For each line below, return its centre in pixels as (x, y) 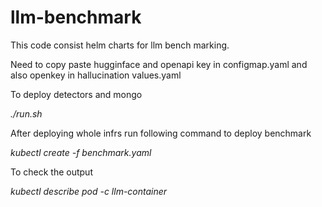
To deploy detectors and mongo (76, 94)
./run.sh (26, 113)
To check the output (51, 172)
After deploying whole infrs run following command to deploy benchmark (161, 133)
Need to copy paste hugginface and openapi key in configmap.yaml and (159, 64)
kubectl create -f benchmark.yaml (81, 152)
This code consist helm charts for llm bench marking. (120, 45)
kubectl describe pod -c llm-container (89, 191)
